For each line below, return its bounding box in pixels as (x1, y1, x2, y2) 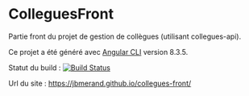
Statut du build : (8, 62, 61, 73)
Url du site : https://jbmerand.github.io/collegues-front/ (8, 78, 192, 88)
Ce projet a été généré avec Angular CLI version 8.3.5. (8, 47, 189, 56)
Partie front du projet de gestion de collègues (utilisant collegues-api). (8, 31, 242, 41)
